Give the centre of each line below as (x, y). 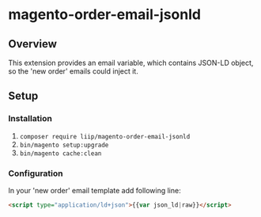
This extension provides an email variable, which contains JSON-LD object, (131, 63)
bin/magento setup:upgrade (64, 145)
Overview (33, 44)
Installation (30, 119)
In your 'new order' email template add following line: (95, 190)
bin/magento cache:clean (61, 153)
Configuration (36, 173)
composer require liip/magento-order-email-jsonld (105, 136)
